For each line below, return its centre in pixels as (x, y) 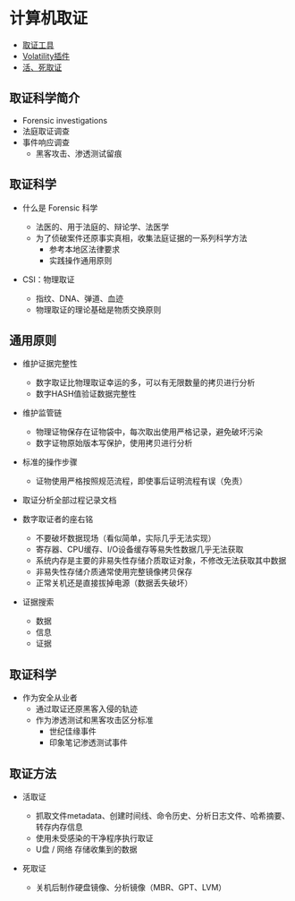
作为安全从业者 (50, 698)
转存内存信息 (59, 827)
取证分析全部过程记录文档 (69, 500)
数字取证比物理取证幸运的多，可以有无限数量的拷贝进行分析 (145, 382)
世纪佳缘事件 (72, 732)
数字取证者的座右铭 (58, 519)
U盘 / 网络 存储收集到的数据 (86, 849)
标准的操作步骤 (50, 462)
